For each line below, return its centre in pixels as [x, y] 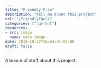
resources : [16, 28]
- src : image [19, 33]
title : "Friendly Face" [30, 10]
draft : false [19, 46]
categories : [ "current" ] [31, 23]
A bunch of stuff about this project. [41, 60]
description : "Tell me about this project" [51, 14]
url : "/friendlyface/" [29, 19]
